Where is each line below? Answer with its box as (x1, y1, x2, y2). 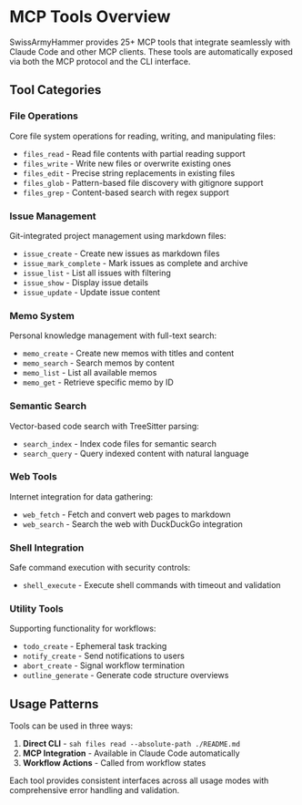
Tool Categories (9, 82, 102, 98)
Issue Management (9, 210, 97, 222)
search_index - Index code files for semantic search (22, 438, 216, 449)
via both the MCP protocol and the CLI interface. (9, 56, 191, 67)
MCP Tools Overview (9, 6, 171, 27)
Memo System (9, 309, 75, 322)
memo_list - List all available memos (22, 367, 157, 378)
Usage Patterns (9, 696, 99, 712)
